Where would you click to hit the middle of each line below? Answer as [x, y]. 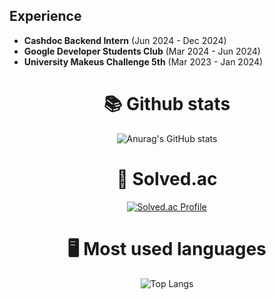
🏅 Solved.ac [167, 178]
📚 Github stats [167, 104]
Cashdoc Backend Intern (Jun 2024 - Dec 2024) [125, 40]
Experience [45, 16]
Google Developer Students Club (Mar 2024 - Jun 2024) [142, 51]
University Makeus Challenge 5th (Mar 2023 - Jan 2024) [143, 61]
